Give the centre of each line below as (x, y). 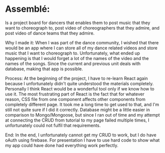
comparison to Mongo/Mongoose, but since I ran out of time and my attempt (82, 115)
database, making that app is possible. (44, 69)
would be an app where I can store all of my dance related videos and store (81, 48)
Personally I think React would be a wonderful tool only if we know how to (80, 89)
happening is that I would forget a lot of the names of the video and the (77, 58)
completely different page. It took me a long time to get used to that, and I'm (82, 104)
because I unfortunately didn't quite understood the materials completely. (79, 83)
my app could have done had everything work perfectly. (62, 145)
